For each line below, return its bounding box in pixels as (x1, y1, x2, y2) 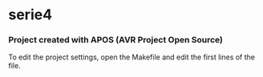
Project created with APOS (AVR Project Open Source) (8, 34, 223, 46)
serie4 (8, 6, 53, 24)
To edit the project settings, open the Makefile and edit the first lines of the (8, 52, 255, 62)
